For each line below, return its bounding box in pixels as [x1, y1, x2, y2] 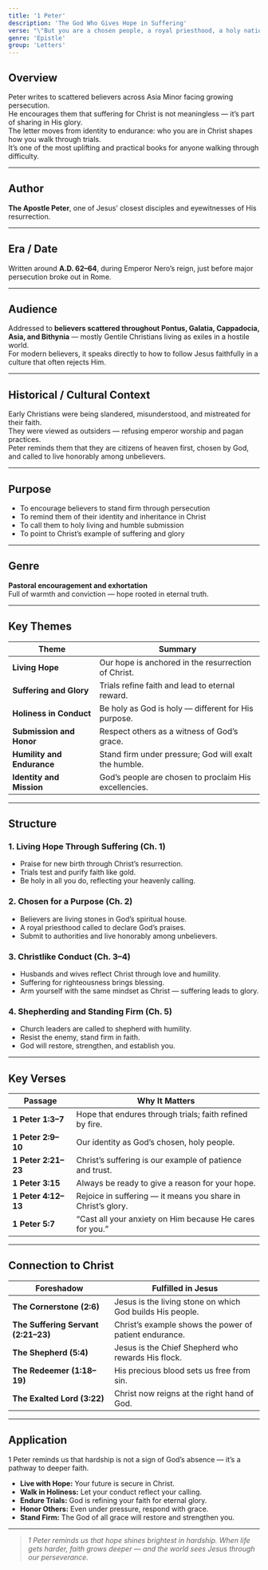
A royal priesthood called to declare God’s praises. [19, 922, 186, 932]
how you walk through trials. [8, 134, 101, 144]
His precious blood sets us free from [114, 1365, 251, 1376]
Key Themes [8, 620, 73, 633]
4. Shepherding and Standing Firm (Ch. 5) [8, 1006, 173, 1017]
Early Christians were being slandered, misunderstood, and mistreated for [8, 409, 251, 419]
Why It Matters [136, 1095, 195, 1106]
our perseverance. [27, 1552, 89, 1562]
